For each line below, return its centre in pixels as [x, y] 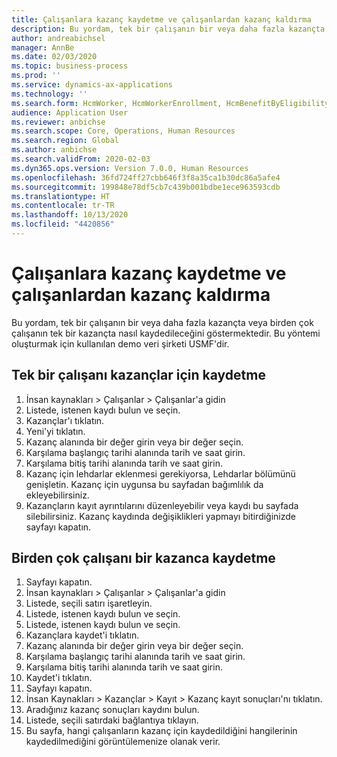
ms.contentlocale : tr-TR [63, 206]
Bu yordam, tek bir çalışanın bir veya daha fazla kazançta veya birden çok [162, 322]
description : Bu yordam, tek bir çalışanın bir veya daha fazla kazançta [168, 29]
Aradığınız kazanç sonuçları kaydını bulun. [112, 710]
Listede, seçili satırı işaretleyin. [89, 603]
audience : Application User [70, 112]
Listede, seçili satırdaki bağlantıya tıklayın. [112, 720]
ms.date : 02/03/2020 [54, 57]
